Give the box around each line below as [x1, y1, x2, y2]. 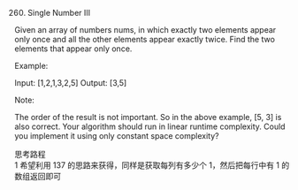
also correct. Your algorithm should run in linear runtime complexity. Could [14, 121, 286, 132]
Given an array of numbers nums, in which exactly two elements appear [14, 25, 277, 34]
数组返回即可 [14, 171, 61, 181]
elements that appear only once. [14, 43, 133, 54]
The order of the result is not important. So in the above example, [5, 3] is [14, 112, 282, 122]
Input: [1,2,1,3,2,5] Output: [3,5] [14, 78, 127, 87]
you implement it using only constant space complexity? [14, 131, 219, 141]
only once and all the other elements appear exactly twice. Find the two [14, 34, 275, 44]
